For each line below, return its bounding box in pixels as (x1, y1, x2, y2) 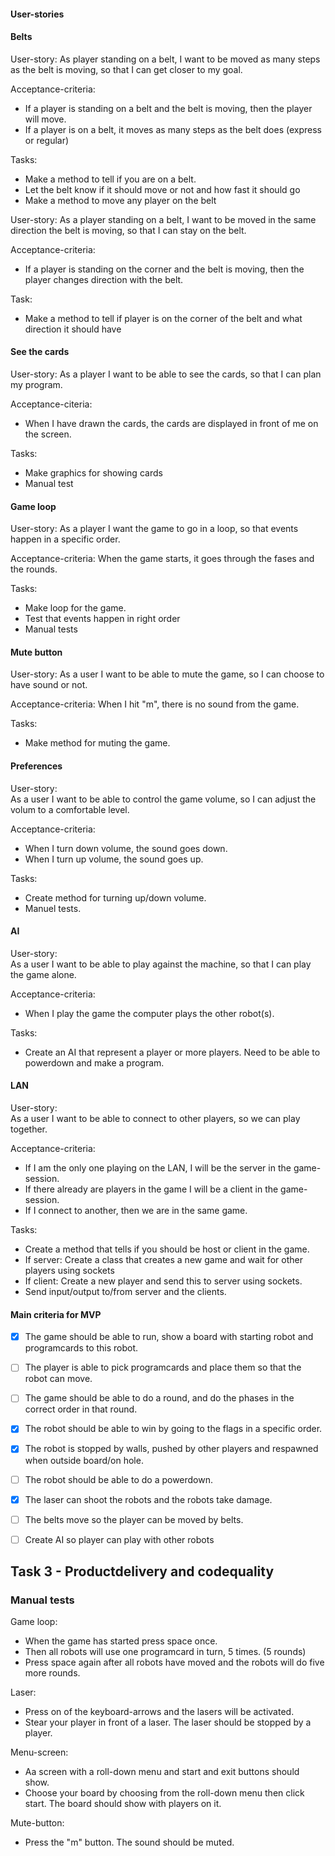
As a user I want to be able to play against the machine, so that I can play (10, 958, 312, 970)
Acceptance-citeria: (10, 398, 93, 410)
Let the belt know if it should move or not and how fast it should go (24, 183, 301, 195)
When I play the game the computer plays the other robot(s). (24, 1007, 275, 1019)
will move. (24, 113, 67, 125)
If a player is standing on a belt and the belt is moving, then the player (24, 102, 313, 114)
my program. (10, 379, 63, 390)
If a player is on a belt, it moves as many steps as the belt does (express (24, 123, 322, 135)
